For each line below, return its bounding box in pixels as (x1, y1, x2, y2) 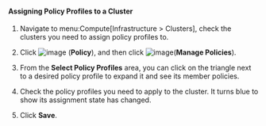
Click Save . (19, 111, 58, 120)
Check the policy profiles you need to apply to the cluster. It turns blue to (19, 87, 259, 97)
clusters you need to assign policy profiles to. (19, 32, 169, 42)
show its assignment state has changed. (19, 95, 152, 105)
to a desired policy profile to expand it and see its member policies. (19, 71, 240, 81)
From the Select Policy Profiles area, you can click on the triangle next (19, 63, 252, 73)
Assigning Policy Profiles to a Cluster (8, 6, 133, 16)
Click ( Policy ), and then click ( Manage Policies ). (19, 48, 237, 57)
